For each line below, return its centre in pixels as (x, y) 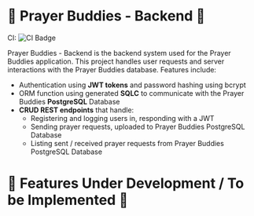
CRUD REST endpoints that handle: (76, 110)
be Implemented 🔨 (68, 200)
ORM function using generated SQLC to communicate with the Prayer (131, 93)
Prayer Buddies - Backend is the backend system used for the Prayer (119, 53)
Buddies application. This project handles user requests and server (116, 61)
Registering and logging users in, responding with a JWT (122, 118)
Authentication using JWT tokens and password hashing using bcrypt (133, 85)
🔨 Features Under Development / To (126, 183)
